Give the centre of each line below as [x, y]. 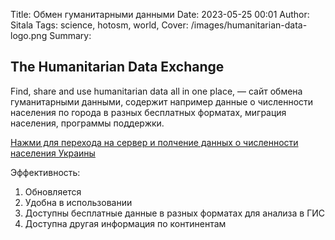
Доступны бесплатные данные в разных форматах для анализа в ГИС [175, 213]
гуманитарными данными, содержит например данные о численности [162, 101]
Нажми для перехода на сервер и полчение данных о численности [154, 142]
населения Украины [53, 153]
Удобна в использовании [78, 202]
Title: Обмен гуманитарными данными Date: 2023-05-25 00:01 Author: [160, 14]
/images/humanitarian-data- [249, 25]
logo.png [29, 35]
